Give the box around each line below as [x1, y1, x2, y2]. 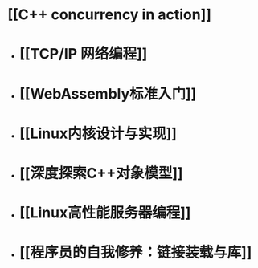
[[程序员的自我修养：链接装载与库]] [18, 243, 252, 262]
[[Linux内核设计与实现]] [18, 124, 178, 142]
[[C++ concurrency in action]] [7, 6, 212, 24]
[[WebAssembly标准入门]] [18, 84, 197, 103]
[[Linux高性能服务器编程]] [18, 204, 191, 222]
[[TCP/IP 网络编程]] [18, 45, 148, 63]
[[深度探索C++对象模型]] [18, 164, 183, 182]
